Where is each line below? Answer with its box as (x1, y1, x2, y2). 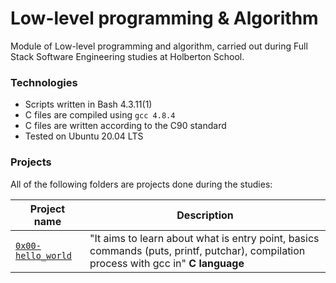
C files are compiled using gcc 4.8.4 (24, 109, 176, 121)
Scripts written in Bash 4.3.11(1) (24, 98, 153, 111)
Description (176, 208, 234, 222)
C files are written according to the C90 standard (24, 120, 227, 132)
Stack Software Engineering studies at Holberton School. (10, 50, 245, 62)
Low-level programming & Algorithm (10, 7, 319, 30)
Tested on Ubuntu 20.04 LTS (24, 130, 144, 142)
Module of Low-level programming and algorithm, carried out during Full (10, 40, 308, 52)
